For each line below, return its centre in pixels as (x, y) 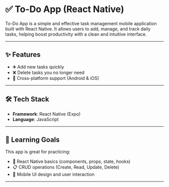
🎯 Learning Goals (32, 139)
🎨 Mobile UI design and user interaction (53, 174)
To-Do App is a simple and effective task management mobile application (81, 23)
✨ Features (23, 55)
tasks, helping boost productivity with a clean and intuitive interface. (76, 34)
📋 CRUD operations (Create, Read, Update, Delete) (66, 167)
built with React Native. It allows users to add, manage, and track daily (78, 29)
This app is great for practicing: (38, 152)
